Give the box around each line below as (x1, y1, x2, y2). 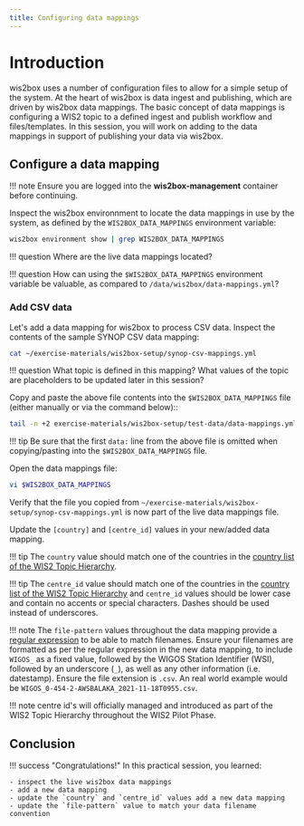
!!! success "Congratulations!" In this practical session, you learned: (9, 760, 262, 771)
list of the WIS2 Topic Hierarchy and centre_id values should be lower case (9, 588, 291, 599)
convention (9, 809, 51, 818)
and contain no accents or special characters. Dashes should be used (9, 598, 270, 609)
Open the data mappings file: (9, 463, 118, 474)
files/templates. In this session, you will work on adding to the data (9, 120, 258, 131)
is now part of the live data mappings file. (125, 506, 280, 517)
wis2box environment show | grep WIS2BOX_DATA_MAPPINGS (9, 235, 224, 245)
